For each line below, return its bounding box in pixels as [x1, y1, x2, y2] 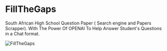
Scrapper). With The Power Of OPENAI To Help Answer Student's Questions [5, 25, 162, 31]
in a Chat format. [5, 30, 40, 36]
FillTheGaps [5, 3, 56, 15]
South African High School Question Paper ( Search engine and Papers [5, 20, 151, 26]
